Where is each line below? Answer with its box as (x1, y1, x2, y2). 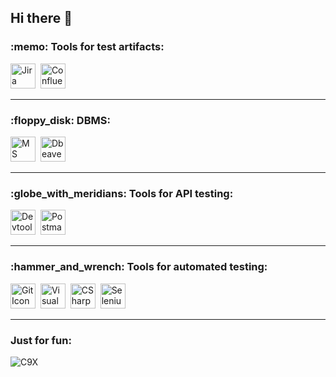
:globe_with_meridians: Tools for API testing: (10, 186, 234, 200)
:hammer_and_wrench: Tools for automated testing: (10, 260, 268, 274)
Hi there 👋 (10, 10, 73, 27)
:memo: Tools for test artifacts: (10, 40, 165, 54)
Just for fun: (10, 333, 72, 347)
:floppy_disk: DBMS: (10, 113, 111, 127)
